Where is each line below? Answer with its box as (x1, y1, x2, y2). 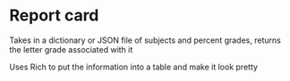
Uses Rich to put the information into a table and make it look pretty (9, 61, 258, 72)
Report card (9, 5, 99, 26)
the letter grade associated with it (9, 44, 133, 54)
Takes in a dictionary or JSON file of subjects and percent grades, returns (9, 35, 282, 45)
